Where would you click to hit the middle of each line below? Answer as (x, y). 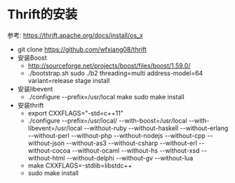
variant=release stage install (69, 80)
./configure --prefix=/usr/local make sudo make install (106, 96)
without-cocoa (49, 150)
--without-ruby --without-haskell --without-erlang (156, 128)
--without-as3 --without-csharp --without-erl (132, 143)
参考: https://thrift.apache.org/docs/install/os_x (75, 35)
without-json (46, 143)
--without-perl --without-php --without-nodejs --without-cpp (116, 135)
